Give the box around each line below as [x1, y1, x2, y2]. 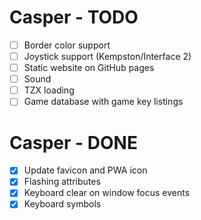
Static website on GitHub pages [23, 62, 155, 74]
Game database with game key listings [23, 96, 184, 108]
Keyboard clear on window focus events [23, 187, 191, 199]
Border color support [23, 39, 111, 51]
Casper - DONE [9, 131, 138, 154]
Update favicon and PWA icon [23, 164, 148, 176]
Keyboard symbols [23, 198, 102, 210]
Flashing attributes [23, 176, 101, 188]
